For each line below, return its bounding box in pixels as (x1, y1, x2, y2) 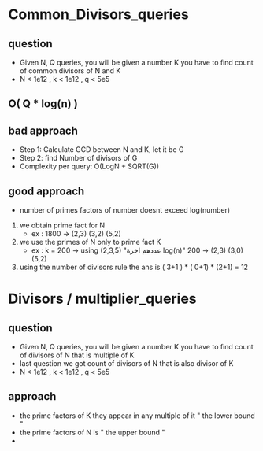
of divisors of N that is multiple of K (19, 350, 135, 360)
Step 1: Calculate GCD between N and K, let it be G (19, 145, 184, 154)
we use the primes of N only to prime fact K (19, 238, 161, 247)
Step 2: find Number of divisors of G (19, 153, 138, 163)
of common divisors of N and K (19, 66, 121, 76)
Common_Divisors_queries (8, 6, 189, 24)
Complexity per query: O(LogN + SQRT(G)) (19, 161, 160, 171)
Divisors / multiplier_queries (8, 290, 197, 308)
